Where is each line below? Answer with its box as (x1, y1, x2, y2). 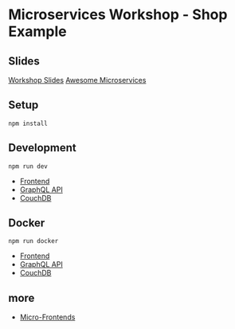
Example (8, 22, 67, 41)
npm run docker (8, 237, 59, 245)
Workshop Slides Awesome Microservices (8, 76, 147, 84)
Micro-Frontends (19, 312, 76, 322)
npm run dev (8, 162, 48, 170)
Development (8, 141, 77, 155)
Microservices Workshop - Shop (8, 6, 228, 24)
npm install (8, 119, 48, 127)
